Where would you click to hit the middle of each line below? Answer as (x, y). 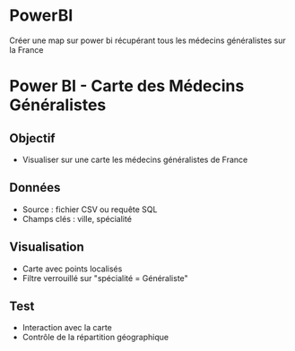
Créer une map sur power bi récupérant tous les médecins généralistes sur (148, 40)
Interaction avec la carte (67, 328)
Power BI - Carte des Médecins (127, 86)
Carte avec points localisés (72, 269)
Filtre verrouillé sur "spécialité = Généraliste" (105, 278)
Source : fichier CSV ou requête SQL (90, 209)
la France (26, 49)
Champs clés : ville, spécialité (77, 218)
